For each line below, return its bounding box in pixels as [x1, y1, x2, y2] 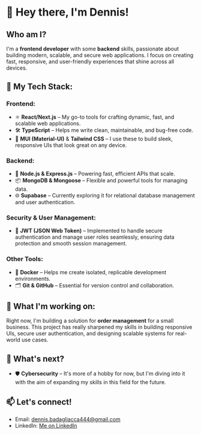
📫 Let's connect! [6, 397, 72, 407]
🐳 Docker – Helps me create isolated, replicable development [14, 268, 167, 275]
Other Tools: [6, 255, 43, 263]
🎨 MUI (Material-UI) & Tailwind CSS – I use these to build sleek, [14, 135, 173, 142]
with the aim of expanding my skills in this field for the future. [14, 379, 166, 386]
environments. [14, 275, 51, 282]
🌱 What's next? [6, 353, 65, 364]
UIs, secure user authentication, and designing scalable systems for [6, 330, 174, 337]
